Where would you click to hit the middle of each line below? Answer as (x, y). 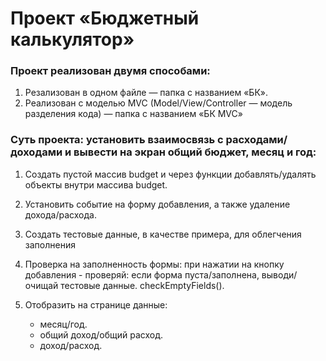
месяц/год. (63, 324)
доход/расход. (71, 345)
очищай (41, 285)
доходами (36, 152)
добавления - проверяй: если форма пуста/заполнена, (142, 274)
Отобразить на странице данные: (96, 304)
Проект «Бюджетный (105, 18)
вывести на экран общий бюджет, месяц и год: (195, 152)
